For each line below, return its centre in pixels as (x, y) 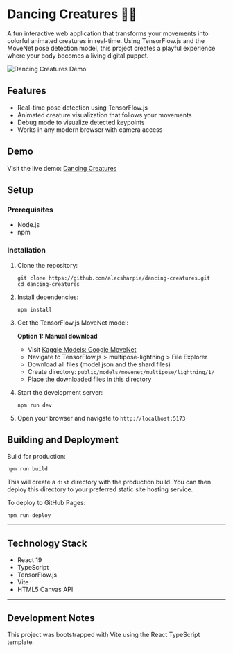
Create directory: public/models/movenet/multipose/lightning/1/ (121, 371)
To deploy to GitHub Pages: (46, 503)
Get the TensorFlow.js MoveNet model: (73, 323)
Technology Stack (47, 543)
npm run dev (34, 405)
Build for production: (36, 457)
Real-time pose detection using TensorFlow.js (82, 108)
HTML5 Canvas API (45, 590)
